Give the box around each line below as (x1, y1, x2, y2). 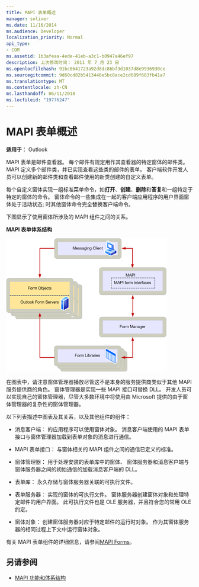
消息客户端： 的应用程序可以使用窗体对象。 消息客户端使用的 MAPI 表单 (14, 425, 190, 432)
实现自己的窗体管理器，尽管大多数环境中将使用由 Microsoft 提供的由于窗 (11, 393, 188, 400)
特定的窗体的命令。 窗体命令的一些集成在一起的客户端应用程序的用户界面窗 (6, 193, 190, 200)
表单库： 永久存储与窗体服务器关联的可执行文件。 (14, 478, 136, 485)
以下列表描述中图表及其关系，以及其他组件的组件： (6, 413, 131, 420)
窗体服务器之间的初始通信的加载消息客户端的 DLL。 (14, 466, 140, 473)
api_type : (6, 41, 31, 47)
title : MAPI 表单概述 (6, 9, 56, 15)
